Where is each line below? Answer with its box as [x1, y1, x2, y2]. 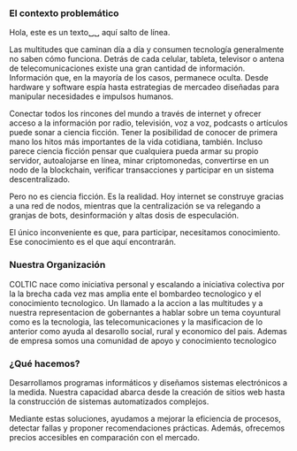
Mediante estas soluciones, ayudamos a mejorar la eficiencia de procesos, [9, 413, 281, 424]
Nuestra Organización [9, 259, 106, 271]
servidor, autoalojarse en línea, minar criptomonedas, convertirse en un [9, 156, 270, 166]
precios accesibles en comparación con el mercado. [9, 432, 201, 442]
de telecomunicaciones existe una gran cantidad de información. [9, 63, 246, 73]
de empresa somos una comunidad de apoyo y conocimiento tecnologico [9, 335, 277, 346]
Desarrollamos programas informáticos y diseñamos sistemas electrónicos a [9, 377, 288, 387]
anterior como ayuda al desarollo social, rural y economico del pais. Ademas [9, 325, 287, 336]
